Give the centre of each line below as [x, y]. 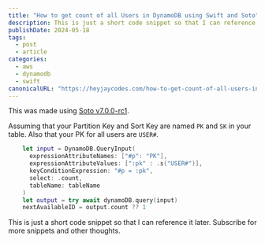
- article [31, 52]
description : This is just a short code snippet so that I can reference [132, 23]
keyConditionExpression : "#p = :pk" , [91, 171]
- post [26, 45]
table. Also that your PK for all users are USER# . [84, 134]
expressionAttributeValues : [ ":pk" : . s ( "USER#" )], [116, 164]
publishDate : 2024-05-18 [49, 30]
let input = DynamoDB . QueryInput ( [79, 149]
